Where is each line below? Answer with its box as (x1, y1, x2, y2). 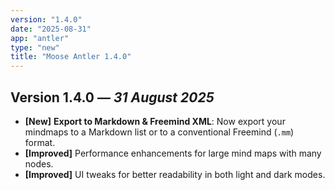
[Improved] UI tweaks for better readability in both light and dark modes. (24, 168, 326, 180)
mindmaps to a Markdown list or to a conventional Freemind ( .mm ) (24, 126, 295, 138)
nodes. (24, 157, 54, 170)
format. (24, 136, 56, 148)
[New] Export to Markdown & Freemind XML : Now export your (24, 115, 286, 127)
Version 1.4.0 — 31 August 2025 (10, 89, 215, 106)
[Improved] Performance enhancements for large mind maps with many (24, 147, 322, 159)
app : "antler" (10, 33, 70, 43)
